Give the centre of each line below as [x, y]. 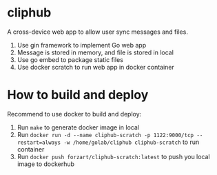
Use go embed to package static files [70, 59]
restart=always [39, 143]
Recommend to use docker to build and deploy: [74, 114]
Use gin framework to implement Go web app [82, 45]
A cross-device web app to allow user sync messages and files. [97, 32]
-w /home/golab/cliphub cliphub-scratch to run [132, 142]
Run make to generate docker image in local [78, 127]
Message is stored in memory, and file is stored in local [95, 52]
